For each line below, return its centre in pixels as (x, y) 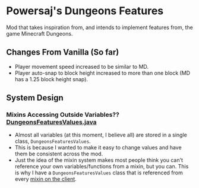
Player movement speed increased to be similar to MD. (82, 66)
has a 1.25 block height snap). (51, 79)
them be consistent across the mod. (59, 154)
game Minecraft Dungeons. (40, 33)
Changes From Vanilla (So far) (63, 52)
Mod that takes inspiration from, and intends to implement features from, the (99, 27)
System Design (35, 98)
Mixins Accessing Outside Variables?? (63, 115)
